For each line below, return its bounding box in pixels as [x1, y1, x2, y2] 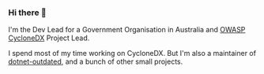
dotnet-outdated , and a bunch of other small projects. [8, 57, 183, 66]
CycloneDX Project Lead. [8, 33, 90, 43]
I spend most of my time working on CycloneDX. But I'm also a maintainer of [8, 49, 257, 58]
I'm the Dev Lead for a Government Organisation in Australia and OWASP [8, 25, 246, 35]
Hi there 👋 [8, 7, 47, 18]
